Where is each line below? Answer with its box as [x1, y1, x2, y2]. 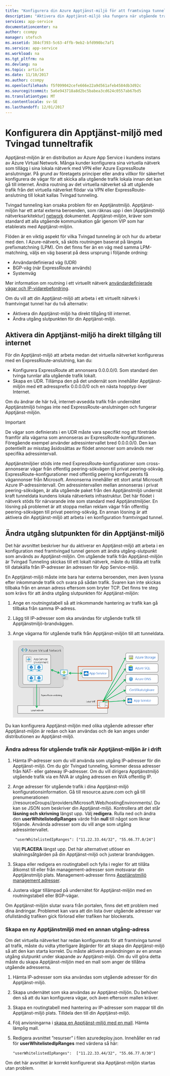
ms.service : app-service [5, 46, 58, 51]
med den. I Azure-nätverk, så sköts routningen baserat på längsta [5, 239, 143, 245]
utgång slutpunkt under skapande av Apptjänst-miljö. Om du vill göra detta [5, 954, 161, 960]
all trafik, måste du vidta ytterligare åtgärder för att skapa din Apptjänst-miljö [5, 943, 165, 949]
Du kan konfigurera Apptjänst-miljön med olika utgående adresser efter [5, 722, 154, 728]
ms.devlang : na [5, 61, 37, 67]
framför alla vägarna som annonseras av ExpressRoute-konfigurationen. [5, 434, 156, 441]
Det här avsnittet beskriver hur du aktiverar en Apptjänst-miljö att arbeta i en [5, 542, 164, 548]
